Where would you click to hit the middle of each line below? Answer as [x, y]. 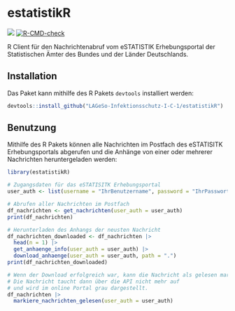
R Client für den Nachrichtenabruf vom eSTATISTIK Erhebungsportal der [111, 46]
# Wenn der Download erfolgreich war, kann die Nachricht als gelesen [112, 275]
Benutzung [32, 128]
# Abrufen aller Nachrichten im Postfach [69, 205]
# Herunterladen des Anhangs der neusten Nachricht [84, 230]
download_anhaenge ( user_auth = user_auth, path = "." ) [95, 256]
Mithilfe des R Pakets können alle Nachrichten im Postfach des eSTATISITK [115, 144]
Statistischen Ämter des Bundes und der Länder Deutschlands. [98, 54]
